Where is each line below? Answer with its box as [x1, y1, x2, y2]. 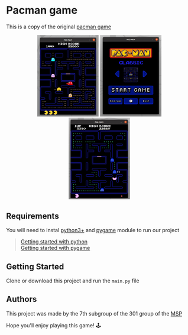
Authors [6, 294, 37, 304]
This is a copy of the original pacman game [6, 23, 111, 30]
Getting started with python [20, 238, 87, 245]
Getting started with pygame [20, 245, 90, 252]
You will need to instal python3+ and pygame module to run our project [6, 227, 180, 234]
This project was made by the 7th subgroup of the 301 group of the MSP [6, 310, 182, 317]
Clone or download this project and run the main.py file [6, 277, 140, 284]
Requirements [6, 211, 59, 221]
